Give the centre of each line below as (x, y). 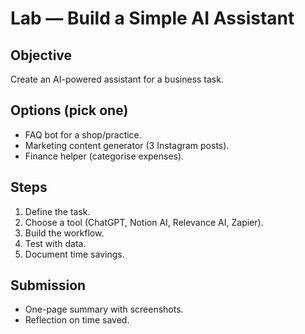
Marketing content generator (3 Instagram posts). (127, 145)
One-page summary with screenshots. (104, 309)
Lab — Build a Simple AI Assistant (152, 18)
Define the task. (57, 211)
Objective (41, 55)
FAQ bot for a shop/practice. (83, 134)
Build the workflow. (64, 233)
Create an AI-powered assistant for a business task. (117, 79)
